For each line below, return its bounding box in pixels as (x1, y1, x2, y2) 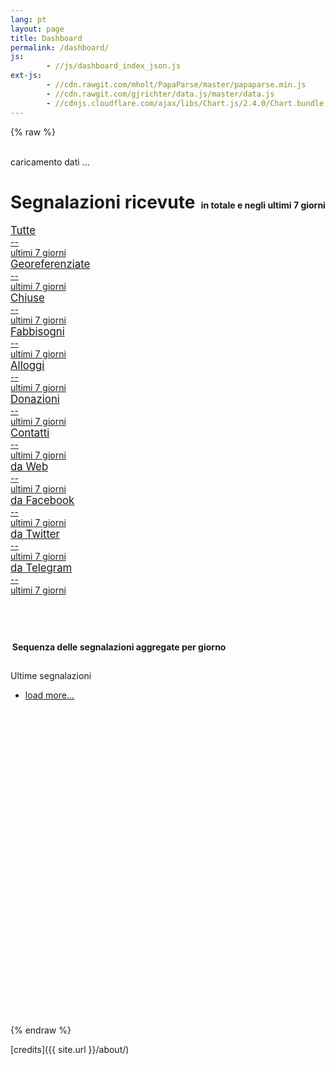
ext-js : (10, 71, 43, 81)
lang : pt (10, 14, 47, 25)
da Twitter (10, 527, 60, 541)
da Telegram (10, 561, 73, 575)
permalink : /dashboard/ (10, 42, 110, 53)
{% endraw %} (10, 1024, 72, 1036)
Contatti (10, 426, 50, 440)
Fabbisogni (10, 325, 65, 339)
